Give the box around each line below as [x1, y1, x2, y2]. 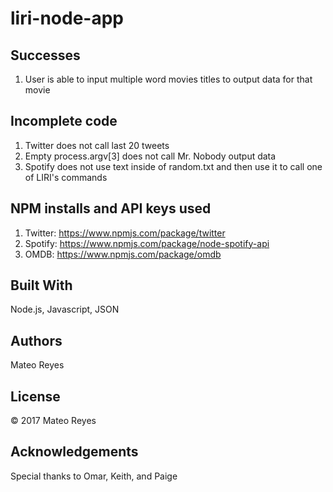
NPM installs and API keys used [10, 200, 212, 217]
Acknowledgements [10, 443, 139, 461]
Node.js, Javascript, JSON [10, 303, 120, 316]
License [10, 388, 61, 405]
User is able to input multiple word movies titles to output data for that [24, 73, 313, 85]
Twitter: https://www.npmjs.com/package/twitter [24, 227, 226, 239]
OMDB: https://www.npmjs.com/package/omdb [24, 248, 222, 260]
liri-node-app [10, 7, 124, 30]
